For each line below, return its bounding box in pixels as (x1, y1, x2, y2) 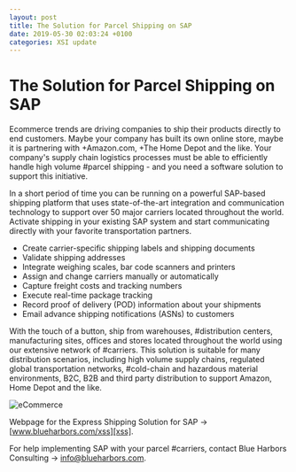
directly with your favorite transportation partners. (9, 226, 192, 236)
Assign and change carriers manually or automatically (21, 271, 219, 282)
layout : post (9, 12, 58, 22)
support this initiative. (9, 171, 89, 182)
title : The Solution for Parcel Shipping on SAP (9, 21, 192, 30)
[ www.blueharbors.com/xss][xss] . (9, 426, 135, 437)
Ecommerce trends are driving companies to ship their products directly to (9, 124, 281, 135)
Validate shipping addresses (21, 252, 126, 263)
